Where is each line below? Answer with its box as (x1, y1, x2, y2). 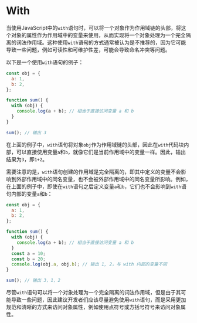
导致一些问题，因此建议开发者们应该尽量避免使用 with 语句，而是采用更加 (11, 296, 186, 303)
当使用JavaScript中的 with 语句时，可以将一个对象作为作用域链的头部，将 (6, 24, 181, 31)
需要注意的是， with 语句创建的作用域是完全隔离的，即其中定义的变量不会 (6, 168, 181, 175)
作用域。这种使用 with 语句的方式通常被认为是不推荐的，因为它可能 (26, 39, 186, 46)
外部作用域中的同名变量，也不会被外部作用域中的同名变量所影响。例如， (16, 175, 191, 182)
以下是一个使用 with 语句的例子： (6, 59, 84, 66)
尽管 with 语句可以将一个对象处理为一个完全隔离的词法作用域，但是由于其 (6, 289, 181, 296)
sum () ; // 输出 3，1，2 (6, 277, 60, 284)
